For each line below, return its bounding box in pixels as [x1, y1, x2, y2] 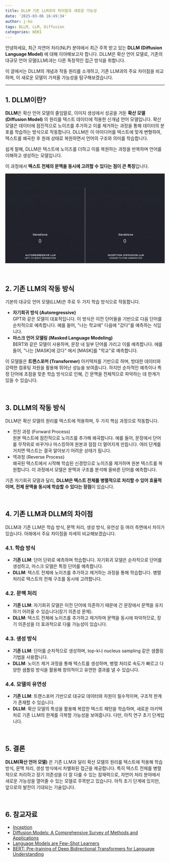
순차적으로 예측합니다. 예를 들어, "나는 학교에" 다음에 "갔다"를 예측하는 [12, 322, 152, 328]
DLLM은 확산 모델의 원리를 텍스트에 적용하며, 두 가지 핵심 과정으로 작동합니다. [5, 418, 159, 424]
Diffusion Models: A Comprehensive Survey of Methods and [12, 829, 138, 836]
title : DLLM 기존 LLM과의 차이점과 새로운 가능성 [5, 8, 97, 13]
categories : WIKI [5, 29, 42, 35]
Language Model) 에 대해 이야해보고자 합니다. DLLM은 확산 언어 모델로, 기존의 [5, 51, 163, 57]
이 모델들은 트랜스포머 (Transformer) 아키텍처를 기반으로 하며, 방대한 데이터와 [5, 358, 161, 364]
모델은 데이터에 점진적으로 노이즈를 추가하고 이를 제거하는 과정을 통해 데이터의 [5, 122, 159, 129]
